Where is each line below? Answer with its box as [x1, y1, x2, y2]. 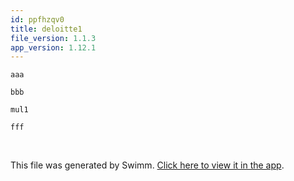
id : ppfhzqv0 [10, 14, 65, 25]
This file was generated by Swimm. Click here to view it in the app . [10, 159, 285, 171]
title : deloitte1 [10, 24, 83, 34]
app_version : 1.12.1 [10, 42, 97, 53]
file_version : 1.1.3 [10, 33, 97, 43]
